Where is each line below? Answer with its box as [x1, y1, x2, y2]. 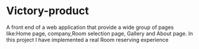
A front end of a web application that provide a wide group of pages [6, 24, 174, 31]
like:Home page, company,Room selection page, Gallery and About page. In [6, 30, 194, 37]
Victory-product [6, 4, 89, 18]
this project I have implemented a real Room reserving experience [6, 36, 169, 43]
